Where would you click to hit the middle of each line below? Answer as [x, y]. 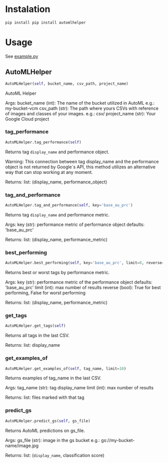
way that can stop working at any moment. [49, 172]
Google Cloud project [27, 119]
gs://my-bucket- [118, 440]
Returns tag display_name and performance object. [57, 152]
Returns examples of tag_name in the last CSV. [53, 378]
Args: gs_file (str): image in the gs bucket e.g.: [52, 440]
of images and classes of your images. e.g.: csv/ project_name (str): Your [80, 113]
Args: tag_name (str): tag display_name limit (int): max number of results [79, 388]
